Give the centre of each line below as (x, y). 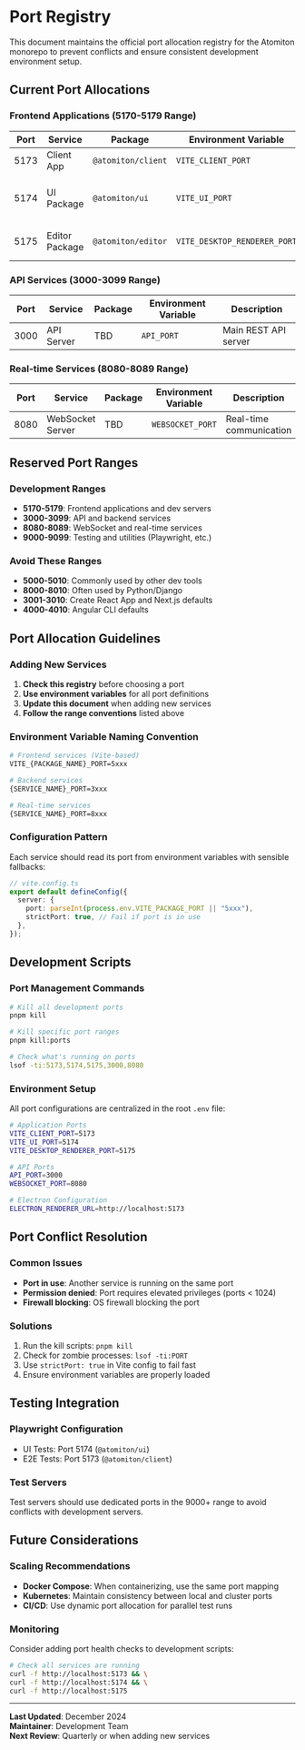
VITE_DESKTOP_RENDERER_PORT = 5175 (73, 1150)
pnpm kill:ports (40, 1041)
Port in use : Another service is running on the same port (128, 1283)
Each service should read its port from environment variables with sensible (149, 856)
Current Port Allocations (80, 90)
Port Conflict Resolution (79, 1237)
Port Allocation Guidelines (85, 638)
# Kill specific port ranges (64, 1032)
